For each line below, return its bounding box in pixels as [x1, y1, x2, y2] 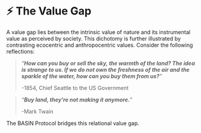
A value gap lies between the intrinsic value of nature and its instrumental [6, 28, 191, 36]
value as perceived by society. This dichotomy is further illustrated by [6, 35, 181, 42]
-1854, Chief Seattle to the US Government [21, 84, 129, 91]
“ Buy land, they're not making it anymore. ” [21, 96, 133, 103]
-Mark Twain [21, 107, 54, 115]
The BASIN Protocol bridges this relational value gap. [6, 119, 139, 127]
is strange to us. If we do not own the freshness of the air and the [21, 66, 190, 73]
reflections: [6, 47, 35, 55]
